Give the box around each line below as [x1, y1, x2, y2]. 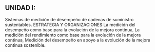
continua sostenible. [5, 42, 46, 48]
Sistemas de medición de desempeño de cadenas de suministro [5, 16, 134, 22]
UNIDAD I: [5, 4, 36, 12]
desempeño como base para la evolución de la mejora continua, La [5, 26, 140, 33]
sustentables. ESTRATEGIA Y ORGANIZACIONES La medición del [5, 22, 136, 27]
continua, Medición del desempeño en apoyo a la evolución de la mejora [5, 37, 151, 43]
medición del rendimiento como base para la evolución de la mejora [5, 32, 141, 38]
